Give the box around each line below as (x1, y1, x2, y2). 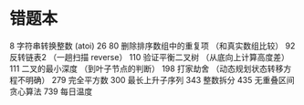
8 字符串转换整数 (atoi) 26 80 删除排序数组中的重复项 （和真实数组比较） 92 (9, 40, 296, 51)
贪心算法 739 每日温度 (9, 86, 93, 97)
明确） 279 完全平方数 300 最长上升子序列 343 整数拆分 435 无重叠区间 (25, 74, 295, 85)
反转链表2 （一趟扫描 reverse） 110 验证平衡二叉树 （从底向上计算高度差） (9, 51, 289, 62)
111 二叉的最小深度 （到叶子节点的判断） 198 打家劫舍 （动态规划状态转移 (9, 63, 284, 74)
